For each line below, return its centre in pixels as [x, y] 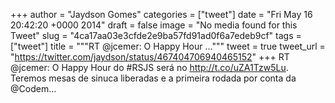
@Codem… [33, 88]
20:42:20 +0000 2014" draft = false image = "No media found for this [154, 25]
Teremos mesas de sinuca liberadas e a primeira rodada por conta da [153, 78]
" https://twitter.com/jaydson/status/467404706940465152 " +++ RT [150, 57]
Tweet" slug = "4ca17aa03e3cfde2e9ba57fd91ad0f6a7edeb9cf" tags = [156, 35]
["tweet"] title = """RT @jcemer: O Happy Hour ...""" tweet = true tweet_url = [168, 46]
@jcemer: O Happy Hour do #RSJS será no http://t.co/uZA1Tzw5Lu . [149, 67]
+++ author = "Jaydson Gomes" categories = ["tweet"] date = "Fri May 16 [161, 14]
